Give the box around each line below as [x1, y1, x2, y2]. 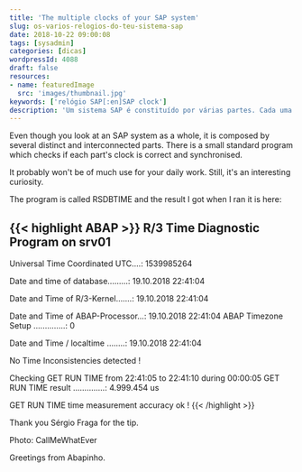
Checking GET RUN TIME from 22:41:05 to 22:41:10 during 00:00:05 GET [9, 373, 280, 384]
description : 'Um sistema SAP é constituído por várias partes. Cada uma [9, 106, 293, 115]
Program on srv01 [9, 234, 111, 249]
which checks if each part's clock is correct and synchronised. [9, 150, 243, 161]
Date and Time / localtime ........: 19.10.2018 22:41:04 [9, 338, 203, 348]
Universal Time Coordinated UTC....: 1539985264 [9, 258, 193, 269]
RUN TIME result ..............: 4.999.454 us [9, 383, 160, 393]
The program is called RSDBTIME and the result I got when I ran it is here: [9, 194, 282, 205]
